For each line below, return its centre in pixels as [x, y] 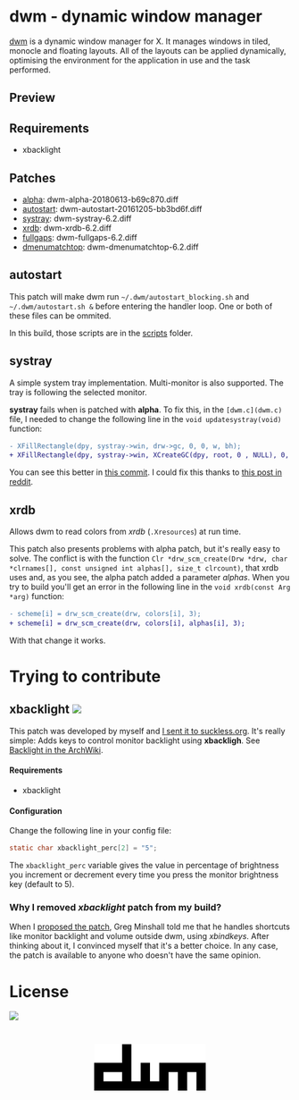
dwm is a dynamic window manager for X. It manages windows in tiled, [140, 41]
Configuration [36, 810]
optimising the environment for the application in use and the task [130, 60]
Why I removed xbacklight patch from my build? [116, 908]
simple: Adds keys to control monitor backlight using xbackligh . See [135, 740]
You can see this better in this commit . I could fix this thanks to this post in [146, 472]
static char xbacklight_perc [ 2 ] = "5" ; [83, 848]
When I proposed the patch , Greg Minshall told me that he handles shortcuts [149, 927]
